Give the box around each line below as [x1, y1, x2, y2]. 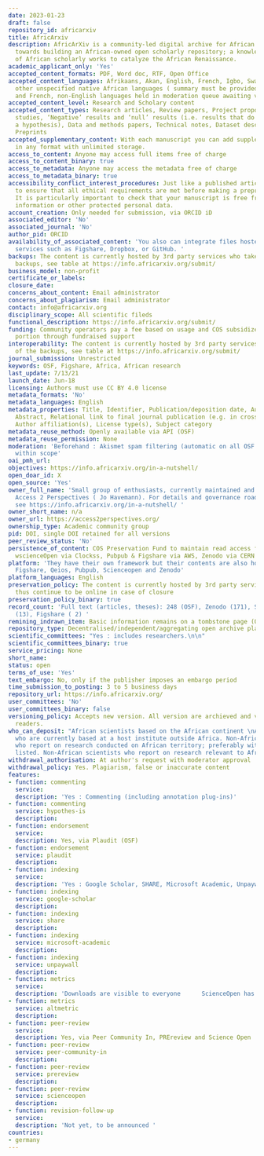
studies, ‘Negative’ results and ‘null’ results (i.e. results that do [15, 114, 255, 122]
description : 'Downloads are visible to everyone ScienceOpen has [15, 990, 255, 998]
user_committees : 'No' [8, 698, 82, 706]
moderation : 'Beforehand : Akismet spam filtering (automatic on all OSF [8, 442, 255, 450]
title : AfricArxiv [8, 33, 68, 42]
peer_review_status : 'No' [8, 537, 93, 545]
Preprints [15, 128, 47, 136]
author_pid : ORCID [8, 231, 68, 239]
